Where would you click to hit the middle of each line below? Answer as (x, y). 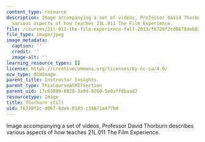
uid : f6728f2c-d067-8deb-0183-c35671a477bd (63, 108)
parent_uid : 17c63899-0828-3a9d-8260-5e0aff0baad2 (72, 91)
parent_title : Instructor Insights (52, 80)
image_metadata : (27, 40)
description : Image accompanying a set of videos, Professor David (94, 18)
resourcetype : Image (33, 97)
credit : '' (26, 52)
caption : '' (27, 46)
